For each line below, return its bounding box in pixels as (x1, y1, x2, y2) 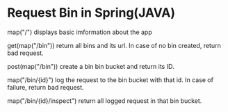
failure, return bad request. (7, 83, 85, 91)
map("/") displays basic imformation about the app (7, 28, 152, 36)
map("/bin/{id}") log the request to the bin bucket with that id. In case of (7, 75, 214, 84)
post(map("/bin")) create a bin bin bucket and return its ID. (7, 62, 174, 70)
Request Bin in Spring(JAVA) (7, 5, 176, 21)
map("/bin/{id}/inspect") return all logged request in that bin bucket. (7, 96, 202, 105)
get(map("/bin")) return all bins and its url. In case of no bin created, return (7, 41, 221, 49)
